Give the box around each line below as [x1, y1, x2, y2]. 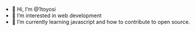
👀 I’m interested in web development [11, 12, 102, 19]
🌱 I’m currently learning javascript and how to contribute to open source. [11, 18, 190, 25]
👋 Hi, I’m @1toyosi [11, 6, 56, 13]
